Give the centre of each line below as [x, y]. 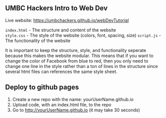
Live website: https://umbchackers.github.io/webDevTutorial [67, 20]
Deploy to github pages [42, 87]
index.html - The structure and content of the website [61, 30]
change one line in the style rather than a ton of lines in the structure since [82, 66]
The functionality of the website [38, 40]
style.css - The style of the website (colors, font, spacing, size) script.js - [83, 35]
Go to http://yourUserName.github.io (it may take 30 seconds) [76, 110]
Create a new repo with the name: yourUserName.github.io [73, 99]
